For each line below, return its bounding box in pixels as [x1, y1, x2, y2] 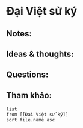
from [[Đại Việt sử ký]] [6, 112, 69, 118]
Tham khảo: [6, 90, 52, 101]
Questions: [6, 70, 49, 80]
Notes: [6, 29, 32, 39]
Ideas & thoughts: [6, 49, 74, 59]
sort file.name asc [6, 117, 55, 123]
